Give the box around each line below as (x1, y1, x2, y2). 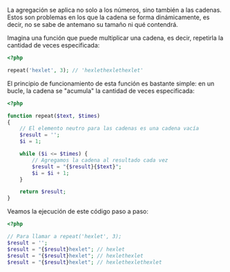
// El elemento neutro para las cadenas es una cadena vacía (19, 125, 199, 132)
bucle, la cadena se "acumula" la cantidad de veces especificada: (7, 86, 195, 95)
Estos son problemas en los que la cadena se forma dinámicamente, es (7, 13, 210, 21)
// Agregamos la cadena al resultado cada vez (32, 156, 169, 164)
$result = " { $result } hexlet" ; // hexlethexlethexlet (7, 258, 162, 266)
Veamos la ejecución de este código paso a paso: (7, 207, 148, 216)
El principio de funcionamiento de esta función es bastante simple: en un (7, 79, 215, 87)
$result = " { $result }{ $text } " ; (32, 163, 122, 170)
